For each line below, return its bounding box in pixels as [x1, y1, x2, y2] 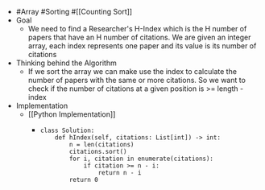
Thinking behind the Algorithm [15, 58, 117, 68]
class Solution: [39, 126, 95, 134]
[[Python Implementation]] [27, 109, 116, 119]
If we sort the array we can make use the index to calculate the [27, 67, 238, 76]
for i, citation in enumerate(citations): [68, 155, 214, 163]
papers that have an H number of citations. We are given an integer [27, 32, 251, 42]
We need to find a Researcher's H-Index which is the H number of [27, 24, 247, 33]
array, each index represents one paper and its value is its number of [27, 41, 257, 51]
